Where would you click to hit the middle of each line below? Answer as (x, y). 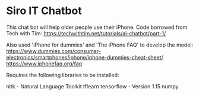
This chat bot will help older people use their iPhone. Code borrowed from (97, 27)
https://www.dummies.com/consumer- (53, 51)
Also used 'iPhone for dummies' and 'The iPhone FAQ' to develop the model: (100, 45)
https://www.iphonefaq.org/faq (44, 64)
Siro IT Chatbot (44, 11)
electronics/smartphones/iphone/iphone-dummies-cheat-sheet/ (85, 57)
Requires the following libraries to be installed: (63, 75)
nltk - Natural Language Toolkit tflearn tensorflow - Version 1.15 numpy (92, 86)
